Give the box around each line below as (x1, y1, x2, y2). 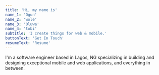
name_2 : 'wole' (5, 17, 37, 22)
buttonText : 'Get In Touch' (5, 36, 65, 41)
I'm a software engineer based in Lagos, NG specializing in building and (5, 54, 154, 60)
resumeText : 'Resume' (5, 41, 51, 46)
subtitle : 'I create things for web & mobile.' (5, 31, 108, 36)
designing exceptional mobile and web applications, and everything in (5, 59, 150, 66)
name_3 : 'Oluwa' (5, 21, 39, 27)
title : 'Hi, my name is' (5, 7, 58, 13)
